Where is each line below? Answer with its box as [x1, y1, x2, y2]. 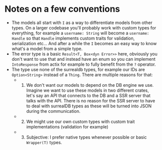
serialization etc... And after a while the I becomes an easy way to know [11, 40, 157, 46]
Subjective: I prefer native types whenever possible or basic [26, 134, 147, 140]
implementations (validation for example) [26, 124, 108, 129]
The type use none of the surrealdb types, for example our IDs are [11, 66, 145, 72]
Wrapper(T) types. [26, 139, 62, 145]
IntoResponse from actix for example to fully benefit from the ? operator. [11, 61, 156, 67]
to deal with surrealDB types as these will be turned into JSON [26, 103, 152, 109]
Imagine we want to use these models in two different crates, [26, 87, 149, 93]
